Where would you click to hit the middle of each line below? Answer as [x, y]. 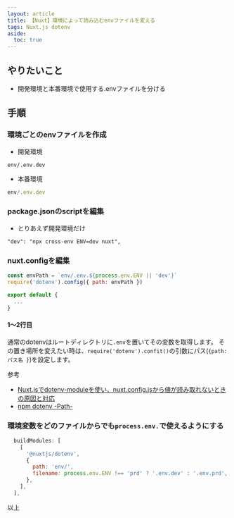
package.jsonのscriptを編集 [56, 211]
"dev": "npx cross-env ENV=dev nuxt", [64, 241]
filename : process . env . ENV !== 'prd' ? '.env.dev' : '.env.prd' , [130, 474]
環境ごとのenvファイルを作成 [57, 135]
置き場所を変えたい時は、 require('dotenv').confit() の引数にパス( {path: [120, 350]
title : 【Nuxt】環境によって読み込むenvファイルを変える [82, 20]
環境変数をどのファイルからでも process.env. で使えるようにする [116, 426]
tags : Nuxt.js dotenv [39, 27]
